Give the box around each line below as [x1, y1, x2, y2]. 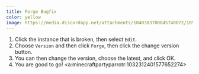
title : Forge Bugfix [6, 8, 57, 15]
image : [6, 20, 23, 25]
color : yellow [6, 14, 41, 20]
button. [14, 49, 33, 56]
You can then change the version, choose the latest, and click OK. [14, 54, 176, 62]
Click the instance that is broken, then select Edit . [14, 36, 137, 43]
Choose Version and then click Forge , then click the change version [14, 42, 179, 49]
